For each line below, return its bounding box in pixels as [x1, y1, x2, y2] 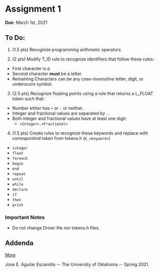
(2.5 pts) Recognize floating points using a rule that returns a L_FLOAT [12, 90, 154, 96]
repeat [12, 172, 26, 176]
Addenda [5, 239, 34, 247]
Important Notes [5, 214, 45, 220]
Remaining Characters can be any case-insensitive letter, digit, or [12, 76, 144, 81]
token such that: [12, 96, 45, 101]
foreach [12, 156, 28, 161]
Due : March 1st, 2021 [5, 19, 48, 25]
